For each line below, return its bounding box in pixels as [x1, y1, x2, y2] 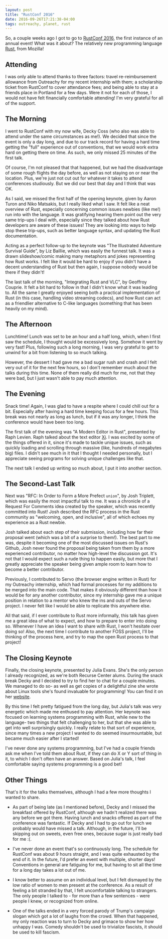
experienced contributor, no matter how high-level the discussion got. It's [5, 550, 157, 557]
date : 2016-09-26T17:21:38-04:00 [5, 17, 75, 22]
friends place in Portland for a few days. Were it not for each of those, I [5, 90, 152, 96]
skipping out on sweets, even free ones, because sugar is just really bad [12, 831, 162, 837]
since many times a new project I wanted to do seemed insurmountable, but [5, 730, 162, 736]
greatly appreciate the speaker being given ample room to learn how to [5, 561, 152, 567]
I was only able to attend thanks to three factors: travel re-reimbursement [5, 74, 157, 80]
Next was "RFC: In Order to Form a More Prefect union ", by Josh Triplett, [5, 493, 155, 499]
